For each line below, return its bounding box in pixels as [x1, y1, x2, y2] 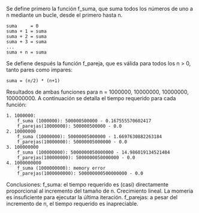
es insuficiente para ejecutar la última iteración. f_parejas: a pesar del [6, 194, 178, 200]
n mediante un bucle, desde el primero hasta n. [6, 11, 123, 19]
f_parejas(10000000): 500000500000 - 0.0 [17, 123, 122, 129]
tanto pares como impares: [6, 66, 73, 73]
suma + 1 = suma [6, 28, 47, 34]
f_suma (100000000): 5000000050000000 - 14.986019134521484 [17, 149, 170, 155]
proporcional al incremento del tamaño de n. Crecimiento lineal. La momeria [6, 187, 194, 194]
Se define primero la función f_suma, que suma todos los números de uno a [6, 5, 194, 12]
